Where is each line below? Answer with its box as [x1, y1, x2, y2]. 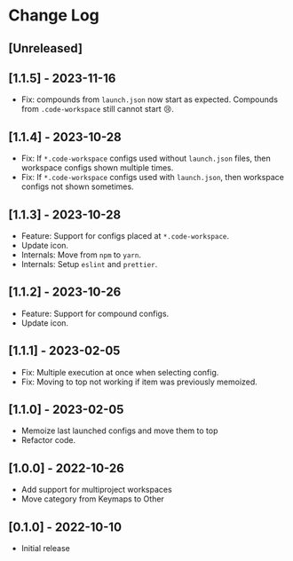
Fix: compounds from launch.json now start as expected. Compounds [20, 94, 279, 105]
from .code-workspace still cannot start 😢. [20, 104, 175, 115]
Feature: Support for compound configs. [20, 308, 170, 319]
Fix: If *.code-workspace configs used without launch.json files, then [20, 153, 272, 164]
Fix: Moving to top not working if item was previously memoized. [20, 376, 258, 387]
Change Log [8, 5, 99, 26]
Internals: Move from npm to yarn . [20, 249, 141, 260]
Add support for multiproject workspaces [20, 485, 172, 495]
